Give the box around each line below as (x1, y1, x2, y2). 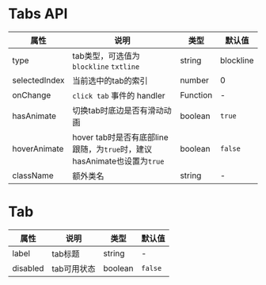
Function (180, 89, 213, 100)
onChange (12, 89, 51, 100)
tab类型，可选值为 (72, 50, 140, 61)
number (180, 75, 210, 86)
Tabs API (8, 5, 68, 23)
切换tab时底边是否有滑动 (72, 105, 164, 116)
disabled (12, 263, 44, 274)
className (12, 170, 54, 181)
